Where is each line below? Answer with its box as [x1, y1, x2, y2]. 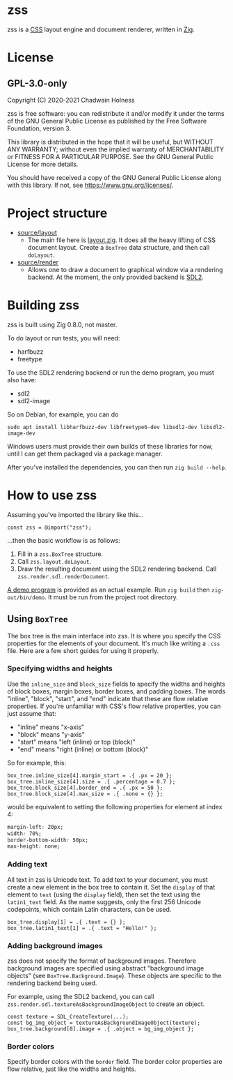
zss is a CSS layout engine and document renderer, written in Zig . [7, 25, 195, 33]
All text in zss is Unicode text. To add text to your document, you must [7, 875, 209, 884]
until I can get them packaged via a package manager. [7, 449, 163, 458]
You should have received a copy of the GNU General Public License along [7, 173, 221, 181]
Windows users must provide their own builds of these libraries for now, [7, 442, 214, 450]
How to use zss [7, 488, 97, 503]
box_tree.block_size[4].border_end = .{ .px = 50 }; [7, 784, 163, 791]
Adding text [7, 860, 48, 869]
